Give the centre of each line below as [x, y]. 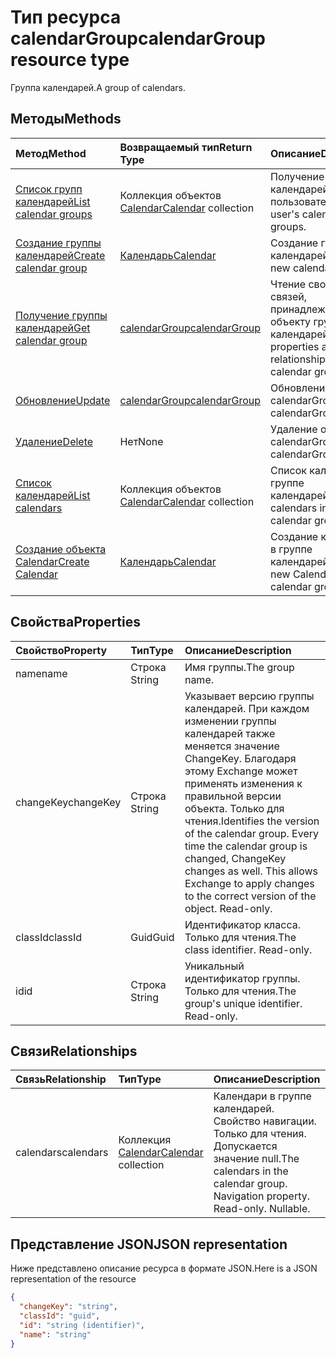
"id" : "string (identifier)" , [82, 1325]
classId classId [48, 937]
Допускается [245, 1146]
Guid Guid [152, 937]
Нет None [141, 441]
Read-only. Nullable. [262, 1209]
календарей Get [53, 328]
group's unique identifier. [243, 1003]
